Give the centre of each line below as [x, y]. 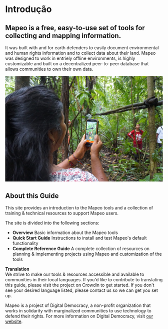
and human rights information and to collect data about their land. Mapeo [80, 53]
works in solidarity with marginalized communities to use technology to [78, 310]
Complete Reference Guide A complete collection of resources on [81, 248]
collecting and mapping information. [63, 35]
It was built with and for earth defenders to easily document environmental [82, 48]
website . [14, 321]
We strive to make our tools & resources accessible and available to [75, 274]
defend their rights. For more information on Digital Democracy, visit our [79, 316]
